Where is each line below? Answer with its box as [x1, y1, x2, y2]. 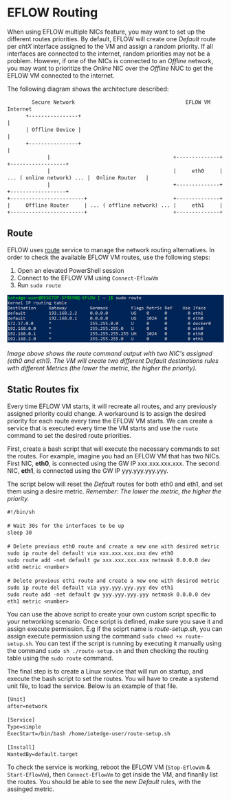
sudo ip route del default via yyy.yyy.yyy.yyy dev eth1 [7, 584, 174, 591]
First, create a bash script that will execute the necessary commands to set [7, 445, 220, 453]
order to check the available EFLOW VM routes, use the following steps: [7, 253, 211, 261]
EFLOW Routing [7, 5, 98, 21]
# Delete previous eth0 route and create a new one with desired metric [7, 543, 220, 550]
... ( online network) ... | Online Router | [7, 174, 149, 181]
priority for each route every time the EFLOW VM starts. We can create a [7, 416, 213, 425]
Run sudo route [16, 280, 61, 289]
